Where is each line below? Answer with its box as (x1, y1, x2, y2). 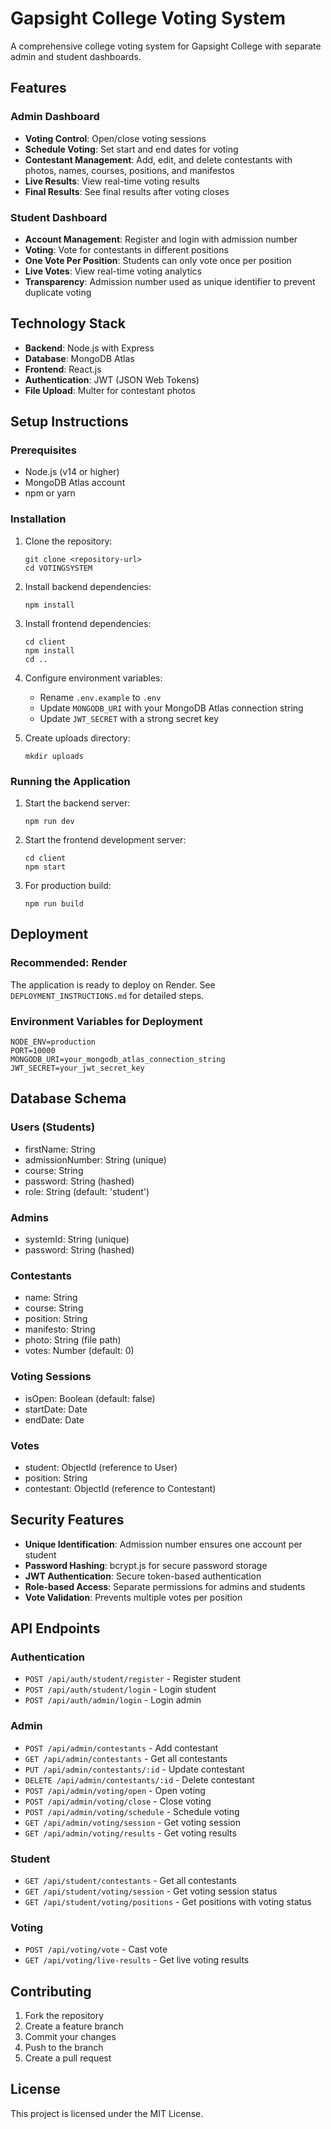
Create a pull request (24, 2052, 112, 2064)
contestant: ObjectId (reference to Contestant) (24, 1482, 217, 1494)
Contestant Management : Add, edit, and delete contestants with (24, 153, 293, 166)
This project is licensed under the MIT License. (10, 2107, 204, 2119)
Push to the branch (24, 2042, 104, 2054)
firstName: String (24, 1143, 96, 1155)
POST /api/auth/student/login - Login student (24, 1683, 217, 1696)
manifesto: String (24, 1323, 96, 1336)
